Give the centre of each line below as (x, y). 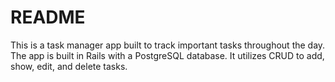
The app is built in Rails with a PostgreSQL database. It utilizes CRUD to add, (167, 55)
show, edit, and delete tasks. (69, 66)
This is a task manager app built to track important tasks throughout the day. (168, 45)
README (48, 17)
